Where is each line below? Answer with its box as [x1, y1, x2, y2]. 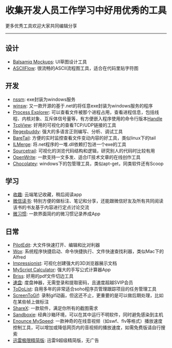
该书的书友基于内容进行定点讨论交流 [12, 204, 90, 211]
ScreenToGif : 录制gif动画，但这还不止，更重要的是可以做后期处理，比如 [12, 292, 164, 299]
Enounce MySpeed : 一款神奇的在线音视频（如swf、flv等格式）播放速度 [12, 318, 163, 324]
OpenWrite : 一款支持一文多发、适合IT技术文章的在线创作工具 [12, 154, 141, 160]
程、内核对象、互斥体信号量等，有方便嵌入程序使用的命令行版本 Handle [12, 115, 163, 121]
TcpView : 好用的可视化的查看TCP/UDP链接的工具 [12, 122, 117, 128]
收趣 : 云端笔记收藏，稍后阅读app [12, 191, 82, 198]
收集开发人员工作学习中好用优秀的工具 [5, 5, 167, 16]
